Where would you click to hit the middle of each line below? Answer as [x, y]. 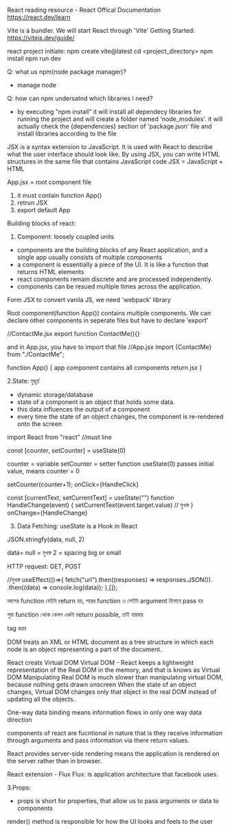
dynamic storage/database [55, 395]
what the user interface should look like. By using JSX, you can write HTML [114, 154]
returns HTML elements [50, 272]
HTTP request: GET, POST [44, 566]
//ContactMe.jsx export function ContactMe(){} [73, 334]
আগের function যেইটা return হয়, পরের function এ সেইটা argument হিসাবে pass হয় [105, 601]
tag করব [17, 628]
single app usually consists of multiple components [90, 257]
